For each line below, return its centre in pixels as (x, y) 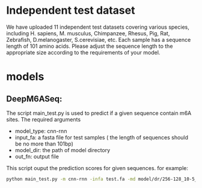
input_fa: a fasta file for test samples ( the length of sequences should (101, 137)
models (25, 77)
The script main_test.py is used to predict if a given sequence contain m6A (99, 113)
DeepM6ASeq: (34, 98)
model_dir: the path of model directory (63, 150)
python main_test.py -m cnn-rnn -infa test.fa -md (71, 179)
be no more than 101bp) (44, 144)
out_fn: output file (37, 156)
